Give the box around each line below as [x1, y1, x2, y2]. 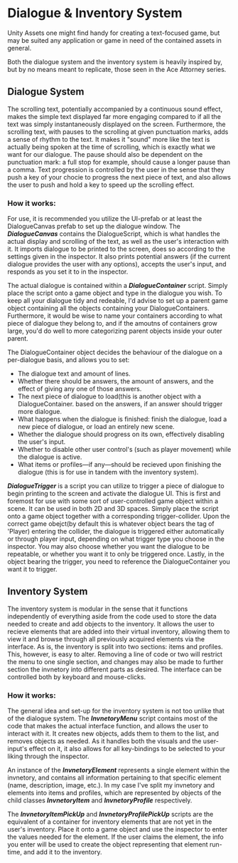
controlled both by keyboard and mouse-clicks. [7, 672, 146, 681]
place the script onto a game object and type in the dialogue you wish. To [7, 289, 222, 297]
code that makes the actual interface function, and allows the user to [7, 722, 209, 730]
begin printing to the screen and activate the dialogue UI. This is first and [7, 490, 221, 498]
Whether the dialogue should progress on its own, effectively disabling [17, 430, 225, 439]
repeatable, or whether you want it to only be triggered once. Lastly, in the [7, 550, 225, 559]
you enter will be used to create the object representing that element [7, 840, 208, 849]
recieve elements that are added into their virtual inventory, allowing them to [7, 627, 230, 636]
